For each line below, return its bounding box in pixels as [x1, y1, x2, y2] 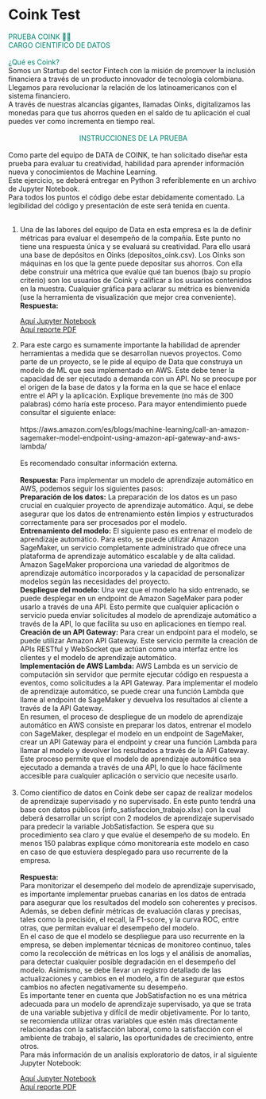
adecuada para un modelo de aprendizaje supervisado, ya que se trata [19, 999, 252, 1008]
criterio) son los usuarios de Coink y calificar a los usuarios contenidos [19, 275, 253, 285]
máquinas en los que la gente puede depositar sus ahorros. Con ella [19, 258, 244, 268]
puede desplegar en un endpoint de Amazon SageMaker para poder [19, 593, 244, 603]
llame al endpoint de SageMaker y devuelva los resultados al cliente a [19, 694, 249, 705]
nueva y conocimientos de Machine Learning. [8, 167, 157, 177]
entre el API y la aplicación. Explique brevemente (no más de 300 [19, 390, 233, 400]
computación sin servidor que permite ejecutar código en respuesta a [19, 670, 249, 679]
